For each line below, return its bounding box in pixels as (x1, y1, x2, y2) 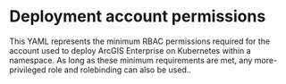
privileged (9, 64, 46, 75)
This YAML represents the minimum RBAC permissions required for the (9, 36, 271, 46)
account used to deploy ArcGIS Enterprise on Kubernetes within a (9, 45, 252, 55)
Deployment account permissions (9, 6, 266, 27)
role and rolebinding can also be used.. (47, 64, 192, 75)
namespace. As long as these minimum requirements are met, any (9, 55, 253, 65)
